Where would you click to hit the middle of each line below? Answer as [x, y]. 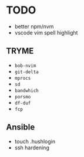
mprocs [23, 78]
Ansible [21, 127]
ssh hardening [32, 148]
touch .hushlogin [35, 141]
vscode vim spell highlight [46, 32]
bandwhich [27, 91]
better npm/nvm [34, 26]
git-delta [27, 72]
